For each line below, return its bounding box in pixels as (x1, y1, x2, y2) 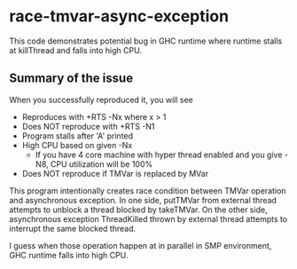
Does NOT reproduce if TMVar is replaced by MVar (21, 168, 209, 178)
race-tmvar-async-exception (9, 6, 229, 27)
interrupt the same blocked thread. (9, 223, 137, 233)
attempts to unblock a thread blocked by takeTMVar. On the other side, (9, 204, 268, 215)
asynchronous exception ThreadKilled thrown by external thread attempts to (9, 213, 288, 224)
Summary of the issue (9, 71, 134, 86)
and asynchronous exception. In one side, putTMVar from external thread (9, 194, 277, 205)
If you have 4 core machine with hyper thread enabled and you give (35, 149, 283, 160)
